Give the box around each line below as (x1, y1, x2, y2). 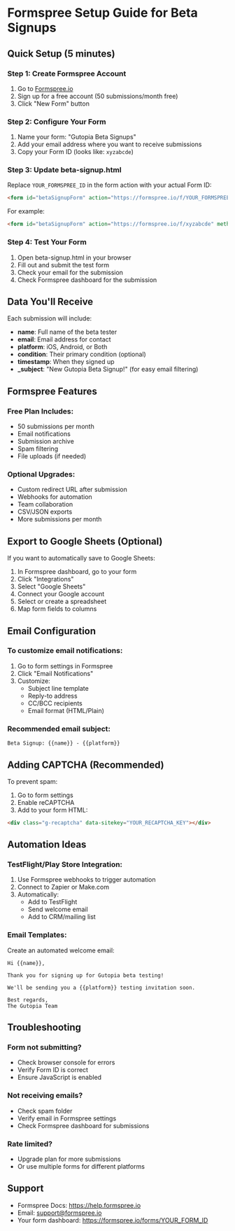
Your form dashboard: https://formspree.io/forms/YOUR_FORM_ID (17, 1216, 208, 1224)
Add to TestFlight (27, 898, 78, 906)
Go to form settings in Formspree (17, 661, 113, 670)
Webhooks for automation (17, 493, 92, 501)
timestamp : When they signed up (17, 358, 115, 366)
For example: (7, 207, 45, 216)
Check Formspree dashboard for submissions (17, 1121, 150, 1130)
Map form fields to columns (17, 605, 97, 613)
